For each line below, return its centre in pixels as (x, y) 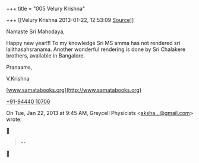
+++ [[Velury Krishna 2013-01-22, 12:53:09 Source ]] (70, 20)
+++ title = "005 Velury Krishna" (45, 9)
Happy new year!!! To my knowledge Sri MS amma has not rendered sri (93, 43)
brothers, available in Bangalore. (46, 55)
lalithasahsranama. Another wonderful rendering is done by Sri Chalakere (96, 49)
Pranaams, (19, 67)
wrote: (14, 119)
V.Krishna (18, 79)
